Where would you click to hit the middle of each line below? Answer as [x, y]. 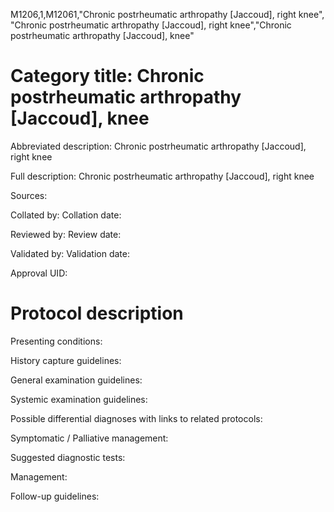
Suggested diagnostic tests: [68, 457]
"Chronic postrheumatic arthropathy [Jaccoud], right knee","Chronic [151, 25]
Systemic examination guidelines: [79, 399]
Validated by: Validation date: [70, 253]
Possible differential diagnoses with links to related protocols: [136, 418]
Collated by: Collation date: [66, 215]
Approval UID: [39, 273]
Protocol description [97, 313]
